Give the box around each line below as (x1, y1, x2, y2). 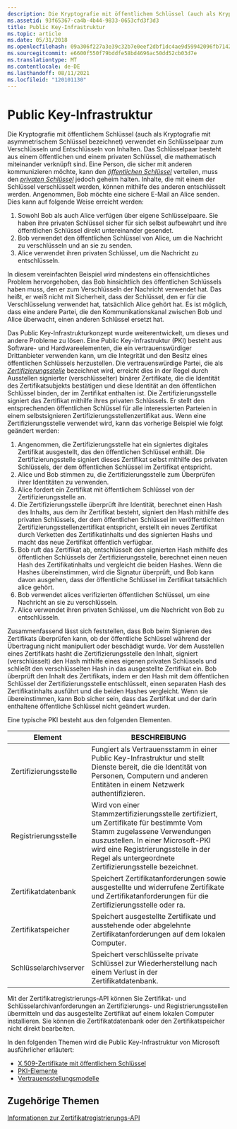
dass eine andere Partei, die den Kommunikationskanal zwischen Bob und (7, 308, 222, 316)
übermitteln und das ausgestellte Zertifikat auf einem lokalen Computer (7, 1009, 214, 1018)
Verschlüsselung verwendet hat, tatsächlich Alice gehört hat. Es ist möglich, (7, 300, 228, 308)
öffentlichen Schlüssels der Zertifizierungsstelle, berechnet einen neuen (17, 553, 228, 562)
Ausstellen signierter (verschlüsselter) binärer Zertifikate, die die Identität (7, 374, 220, 383)
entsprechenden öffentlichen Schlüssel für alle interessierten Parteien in (7, 404, 217, 412)
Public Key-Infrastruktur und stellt (91, 753, 205, 763)
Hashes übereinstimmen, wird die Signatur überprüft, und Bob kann (17, 568, 214, 577)
